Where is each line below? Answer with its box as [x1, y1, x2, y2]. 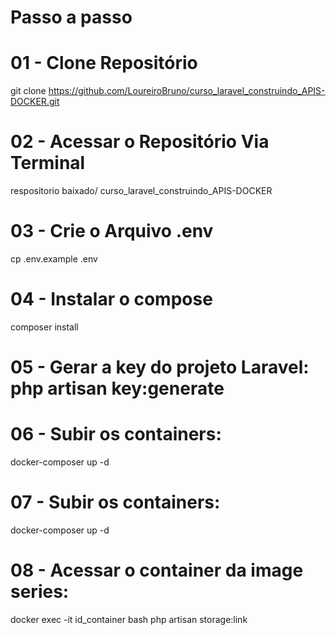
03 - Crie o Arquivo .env [10, 220, 214, 243]
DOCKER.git [10, 96, 60, 108]
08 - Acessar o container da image [10, 559, 304, 582]
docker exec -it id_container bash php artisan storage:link [10, 613, 248, 625]
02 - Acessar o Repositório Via [10, 131, 270, 153]
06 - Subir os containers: [10, 423, 222, 446]
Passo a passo [10, 6, 133, 29]
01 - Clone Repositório [10, 52, 198, 75]
